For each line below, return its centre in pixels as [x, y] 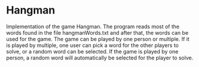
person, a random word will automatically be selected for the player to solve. [100, 58]
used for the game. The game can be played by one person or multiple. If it [98, 39]
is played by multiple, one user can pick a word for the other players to [93, 45]
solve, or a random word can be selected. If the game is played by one [92, 51]
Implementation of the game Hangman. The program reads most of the [93, 26]
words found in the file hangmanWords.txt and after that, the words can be [97, 32]
